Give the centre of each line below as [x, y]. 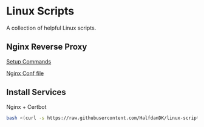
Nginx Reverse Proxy [47, 47]
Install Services [36, 92]
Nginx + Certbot [26, 106]
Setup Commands [29, 61]
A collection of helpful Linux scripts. [51, 28]
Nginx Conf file [25, 73]
